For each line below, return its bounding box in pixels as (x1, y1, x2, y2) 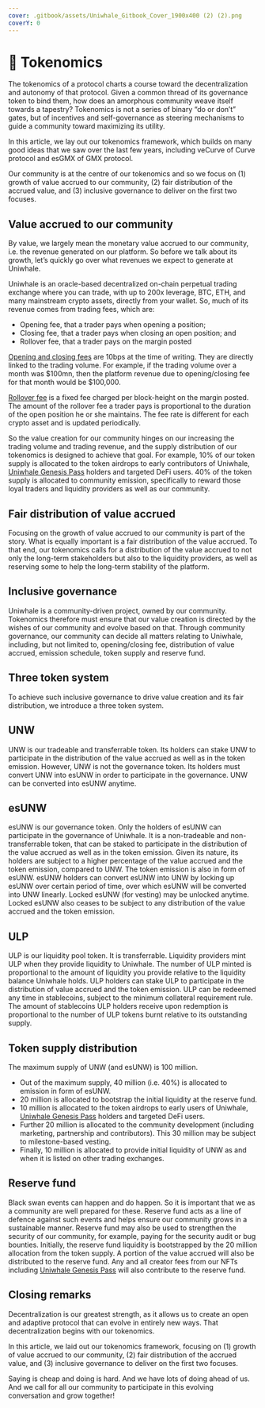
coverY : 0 (8, 19, 41, 27)
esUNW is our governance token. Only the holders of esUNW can (8, 822, 221, 832)
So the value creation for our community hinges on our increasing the (8, 433, 235, 443)
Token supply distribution (8, 1041, 138, 1055)
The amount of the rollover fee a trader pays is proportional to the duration (8, 402, 252, 411)
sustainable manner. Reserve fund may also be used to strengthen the (8, 1223, 237, 1233)
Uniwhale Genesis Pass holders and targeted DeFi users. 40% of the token (8, 467, 252, 477)
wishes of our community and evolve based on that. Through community (8, 622, 245, 632)
